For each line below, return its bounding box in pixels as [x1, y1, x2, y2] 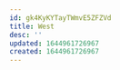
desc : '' [9, 30, 43, 39]
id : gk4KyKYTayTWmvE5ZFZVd [9, 13, 112, 23]
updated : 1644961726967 [9, 38, 100, 48]
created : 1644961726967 [9, 47, 100, 56]
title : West [9, 22, 55, 31]
